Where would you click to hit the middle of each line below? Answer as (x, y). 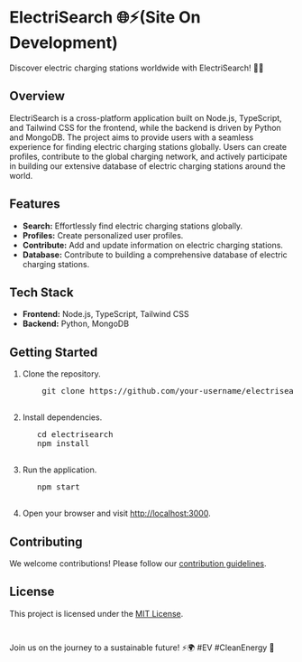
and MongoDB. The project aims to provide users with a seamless (132, 137)
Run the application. (59, 470)
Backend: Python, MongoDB (75, 324)
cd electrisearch (75, 435)
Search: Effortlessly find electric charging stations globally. (133, 226)
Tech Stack (41, 292)
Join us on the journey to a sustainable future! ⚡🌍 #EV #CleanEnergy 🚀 (142, 648)
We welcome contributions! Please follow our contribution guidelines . (138, 564)
